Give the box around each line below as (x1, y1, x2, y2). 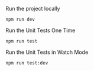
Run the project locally (5, 5, 60, 12)
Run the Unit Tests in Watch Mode (5, 49, 89, 56)
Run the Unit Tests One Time (5, 27, 76, 34)
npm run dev (5, 17, 35, 22)
